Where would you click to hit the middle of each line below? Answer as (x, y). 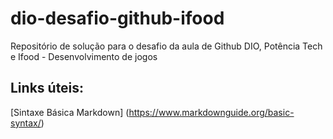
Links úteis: (47, 88)
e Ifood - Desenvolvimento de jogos (84, 56)
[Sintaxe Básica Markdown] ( (70, 112)
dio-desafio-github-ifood (117, 18)
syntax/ (26, 123)
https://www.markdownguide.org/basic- (211, 112)
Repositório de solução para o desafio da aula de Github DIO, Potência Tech (166, 46)
